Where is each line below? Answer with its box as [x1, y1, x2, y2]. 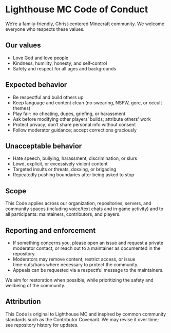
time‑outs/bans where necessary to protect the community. [12, 262, 139, 268]
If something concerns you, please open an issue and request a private [12, 240, 163, 246]
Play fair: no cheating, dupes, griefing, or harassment [12, 110, 126, 117]
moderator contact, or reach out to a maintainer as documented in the [12, 245, 161, 251]
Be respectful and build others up [12, 94, 84, 100]
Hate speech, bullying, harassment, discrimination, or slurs [12, 155, 138, 161]
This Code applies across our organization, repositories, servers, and [5, 200, 151, 207]
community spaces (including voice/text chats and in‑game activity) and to [5, 206, 163, 212]
